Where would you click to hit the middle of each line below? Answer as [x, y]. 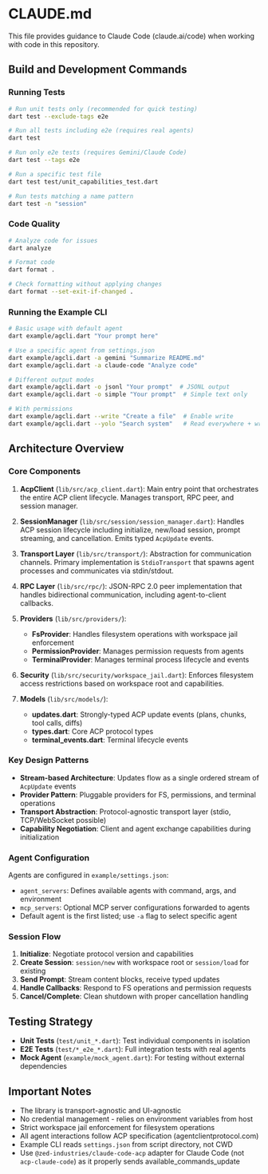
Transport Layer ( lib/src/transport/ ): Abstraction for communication [136, 553]
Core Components [45, 472]
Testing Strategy [51, 1021]
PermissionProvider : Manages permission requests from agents [138, 650]
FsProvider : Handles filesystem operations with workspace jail [134, 634]
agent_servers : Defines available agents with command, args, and [128, 891]
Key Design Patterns [49, 761]
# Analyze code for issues [53, 240]
